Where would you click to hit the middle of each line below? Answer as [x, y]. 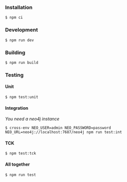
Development [22, 30]
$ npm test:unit [22, 97]
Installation [19, 7]
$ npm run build [22, 62]
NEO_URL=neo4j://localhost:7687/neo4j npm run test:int [63, 132]
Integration [17, 108]
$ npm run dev [20, 40]
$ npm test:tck [21, 153]
